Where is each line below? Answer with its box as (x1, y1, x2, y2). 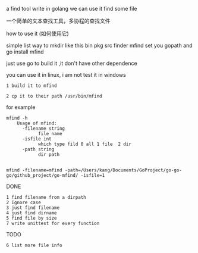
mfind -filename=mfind (6, 167, 62, 173)
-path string (21, 146, 55, 152)
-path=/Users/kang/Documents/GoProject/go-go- (64, 167, 183, 173)
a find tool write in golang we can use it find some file (6, 5, 137, 12)
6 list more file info (6, 242, 62, 248)
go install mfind (6, 48, 44, 55)
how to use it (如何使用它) (6, 30, 70, 37)
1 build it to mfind (6, 83, 58, 89)
